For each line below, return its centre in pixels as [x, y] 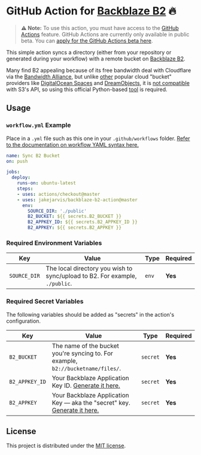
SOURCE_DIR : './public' [57, 211]
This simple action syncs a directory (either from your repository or [89, 52]
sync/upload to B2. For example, [91, 276]
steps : [25, 189]
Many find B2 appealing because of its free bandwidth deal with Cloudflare [99, 70]
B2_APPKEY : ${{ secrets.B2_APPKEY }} [74, 228]
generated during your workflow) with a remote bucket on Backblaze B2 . [96, 59]
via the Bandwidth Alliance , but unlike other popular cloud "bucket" [89, 77]
